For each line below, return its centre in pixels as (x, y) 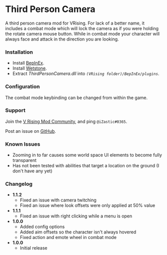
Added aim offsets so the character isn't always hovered (78, 232)
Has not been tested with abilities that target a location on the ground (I (86, 166)
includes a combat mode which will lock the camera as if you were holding (82, 28)
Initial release (33, 248)
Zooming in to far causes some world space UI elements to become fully (87, 155)
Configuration (22, 87)
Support (15, 110)
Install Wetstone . (29, 68)
